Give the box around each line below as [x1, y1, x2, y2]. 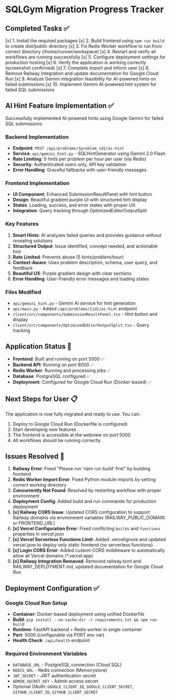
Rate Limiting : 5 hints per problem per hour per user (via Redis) [12, 156, 146, 162]
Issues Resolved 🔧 [5, 452, 65, 461]
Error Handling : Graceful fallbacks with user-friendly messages [12, 167, 147, 173]
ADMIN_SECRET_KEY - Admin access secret [12, 678, 99, 684]
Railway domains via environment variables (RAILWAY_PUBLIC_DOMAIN [12, 514, 165, 521]
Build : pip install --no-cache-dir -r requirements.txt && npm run [12, 616, 157, 623]
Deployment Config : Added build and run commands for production [12, 498, 157, 505]
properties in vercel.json [12, 531, 64, 537]
